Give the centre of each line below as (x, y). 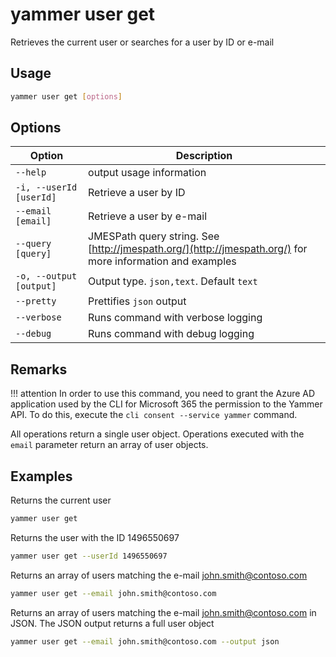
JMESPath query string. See (154, 236)
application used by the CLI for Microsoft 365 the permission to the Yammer (166, 404)
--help (31, 172)
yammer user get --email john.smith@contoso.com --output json (145, 641)
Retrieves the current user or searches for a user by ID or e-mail (142, 42)
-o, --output (46, 276)
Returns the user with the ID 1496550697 (95, 537)
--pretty (36, 301)
